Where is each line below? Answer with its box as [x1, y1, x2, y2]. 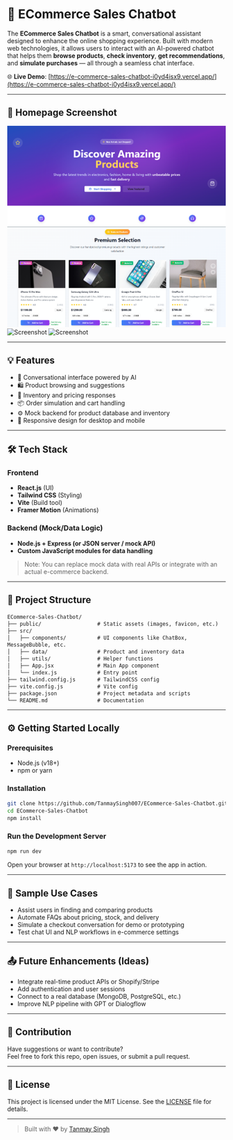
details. [7, 1105, 28, 1113]
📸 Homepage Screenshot [7, 107, 118, 119]
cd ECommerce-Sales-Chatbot [7, 808, 89, 814]
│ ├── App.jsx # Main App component [7, 662, 159, 669]
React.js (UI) [17, 483, 54, 492]
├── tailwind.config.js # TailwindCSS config [7, 676, 159, 683]
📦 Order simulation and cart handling [17, 399, 126, 407]
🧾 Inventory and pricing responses [17, 391, 116, 399]
